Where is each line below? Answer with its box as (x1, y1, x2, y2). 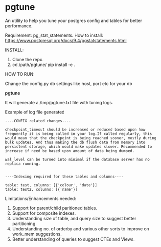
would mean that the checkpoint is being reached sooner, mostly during (5, 135, 157, 140)
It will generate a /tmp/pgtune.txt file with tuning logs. (5, 99, 114, 105)
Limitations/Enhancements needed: (5, 195, 77, 202)
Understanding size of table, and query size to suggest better (12, 215, 137, 221)
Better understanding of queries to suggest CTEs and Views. (12, 236, 135, 242)
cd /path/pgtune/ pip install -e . (12, 62, 75, 67)
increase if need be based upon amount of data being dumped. (5, 148, 135, 153)
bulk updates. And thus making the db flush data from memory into (5, 140, 146, 145)
